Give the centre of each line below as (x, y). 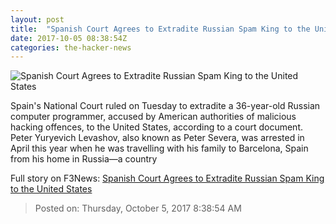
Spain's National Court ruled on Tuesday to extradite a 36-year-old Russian (165, 106)
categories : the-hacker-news (71, 47)
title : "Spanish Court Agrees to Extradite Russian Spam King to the (160, 29)
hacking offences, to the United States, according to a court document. (157, 127)
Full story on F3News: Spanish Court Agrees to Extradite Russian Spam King (167, 178)
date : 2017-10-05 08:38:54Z (69, 38)
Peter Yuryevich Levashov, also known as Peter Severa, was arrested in (157, 138)
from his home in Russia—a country (84, 159)
